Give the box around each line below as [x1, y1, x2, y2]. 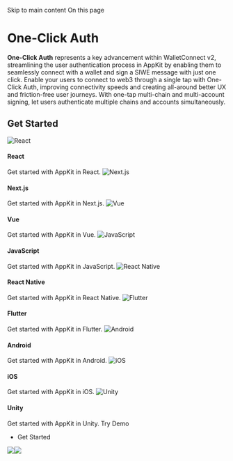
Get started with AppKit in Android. [7, 357, 108, 365]
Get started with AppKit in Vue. [7, 230, 96, 239]
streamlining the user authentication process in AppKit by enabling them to [7, 61, 222, 69]
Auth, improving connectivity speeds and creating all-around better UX [23, 83, 227, 91]
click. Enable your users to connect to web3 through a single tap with [7, 75, 206, 84]
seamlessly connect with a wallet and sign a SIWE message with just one [7, 68, 216, 76]
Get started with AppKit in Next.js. [7, 199, 104, 208]
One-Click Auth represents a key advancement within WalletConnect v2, [7, 53, 217, 61]
